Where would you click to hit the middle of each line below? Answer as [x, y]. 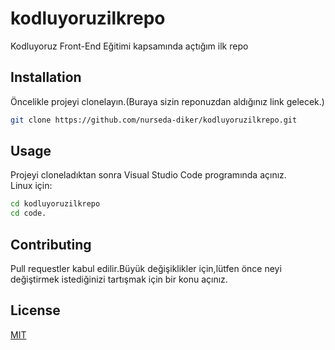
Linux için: [31, 186]
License [35, 310]
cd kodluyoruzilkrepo [55, 204]
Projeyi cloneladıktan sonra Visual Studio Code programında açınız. [148, 175]
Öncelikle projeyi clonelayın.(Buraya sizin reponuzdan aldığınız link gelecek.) [167, 101]
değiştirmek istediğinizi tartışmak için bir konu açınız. [119, 279]
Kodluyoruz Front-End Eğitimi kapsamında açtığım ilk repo [129, 46]
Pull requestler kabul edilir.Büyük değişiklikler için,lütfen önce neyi [146, 268]
